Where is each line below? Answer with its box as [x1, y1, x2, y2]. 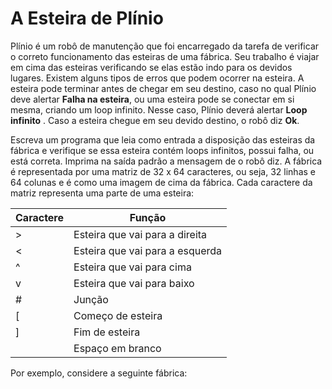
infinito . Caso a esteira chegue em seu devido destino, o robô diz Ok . [10, 114, 300, 126]
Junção [73, 292, 109, 306]
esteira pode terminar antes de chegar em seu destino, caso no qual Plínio [10, 82, 317, 94]
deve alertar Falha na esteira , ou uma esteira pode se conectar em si [10, 93, 295, 105]
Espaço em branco [73, 341, 162, 355]
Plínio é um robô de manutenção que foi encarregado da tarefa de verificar [10, 40, 320, 52]
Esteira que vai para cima [73, 260, 192, 274]
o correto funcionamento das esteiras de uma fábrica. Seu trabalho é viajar [10, 50, 320, 62]
